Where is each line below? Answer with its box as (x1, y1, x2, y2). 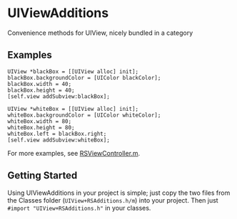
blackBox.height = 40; (7, 87, 75, 94)
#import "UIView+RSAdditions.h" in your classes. (7, 203, 151, 212)
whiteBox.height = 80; (7, 124, 75, 131)
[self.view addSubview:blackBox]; (7, 92, 111, 100)
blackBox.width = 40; (7, 80, 72, 87)
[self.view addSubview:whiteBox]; (7, 137, 111, 144)
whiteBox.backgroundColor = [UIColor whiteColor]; (7, 112, 161, 119)
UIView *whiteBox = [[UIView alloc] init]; (7, 105, 139, 112)
